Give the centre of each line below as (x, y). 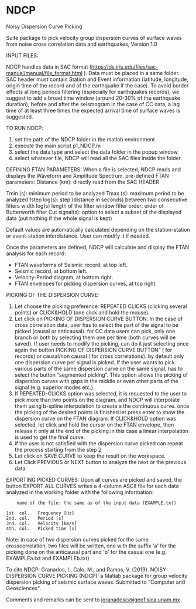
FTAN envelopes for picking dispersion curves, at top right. (85, 283)
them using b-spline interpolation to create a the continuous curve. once (102, 406)
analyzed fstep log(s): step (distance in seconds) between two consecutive (97, 199)
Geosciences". (24, 588)
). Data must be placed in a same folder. (132, 73)
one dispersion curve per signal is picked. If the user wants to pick (94, 362)
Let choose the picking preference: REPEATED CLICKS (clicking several (101, 306)
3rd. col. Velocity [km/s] (42, 523)
